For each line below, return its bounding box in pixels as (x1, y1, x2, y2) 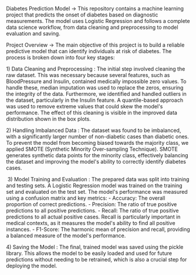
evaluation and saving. (6, 30, 60, 37)
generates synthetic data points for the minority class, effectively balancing (6, 152, 189, 158)
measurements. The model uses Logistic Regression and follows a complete (6, 18, 190, 24)
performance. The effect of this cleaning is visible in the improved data (6, 109, 178, 116)
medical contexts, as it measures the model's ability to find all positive (6, 220, 175, 226)
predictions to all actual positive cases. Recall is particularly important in (6, 213, 181, 220)
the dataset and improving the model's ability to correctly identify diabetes (6, 158, 187, 165)
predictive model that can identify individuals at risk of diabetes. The (6, 48, 172, 55)
